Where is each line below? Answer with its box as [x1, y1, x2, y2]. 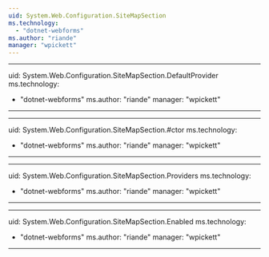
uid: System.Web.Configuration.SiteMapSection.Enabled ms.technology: [8, 217, 247, 227]
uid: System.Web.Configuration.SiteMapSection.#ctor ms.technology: [8, 125, 238, 135]
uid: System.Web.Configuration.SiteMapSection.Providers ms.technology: [8, 171, 251, 180]
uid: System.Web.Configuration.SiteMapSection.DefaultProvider [8, 71, 219, 81]
